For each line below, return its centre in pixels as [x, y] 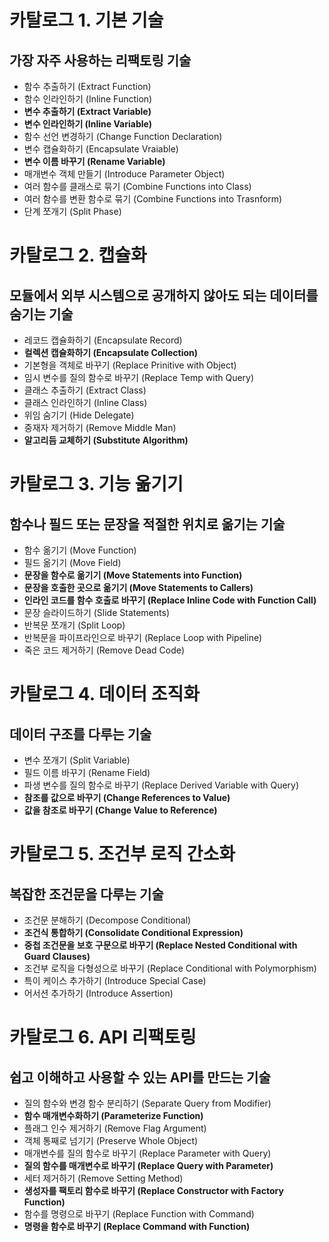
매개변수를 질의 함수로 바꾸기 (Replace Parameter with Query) [147, 1153]
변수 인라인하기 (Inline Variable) [88, 124]
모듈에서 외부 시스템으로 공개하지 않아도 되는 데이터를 [164, 295]
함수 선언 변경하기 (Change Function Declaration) [123, 136]
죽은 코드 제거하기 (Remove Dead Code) [104, 650]
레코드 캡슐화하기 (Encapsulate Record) [103, 340]
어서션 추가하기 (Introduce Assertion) [98, 993]
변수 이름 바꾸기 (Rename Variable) [94, 161]
